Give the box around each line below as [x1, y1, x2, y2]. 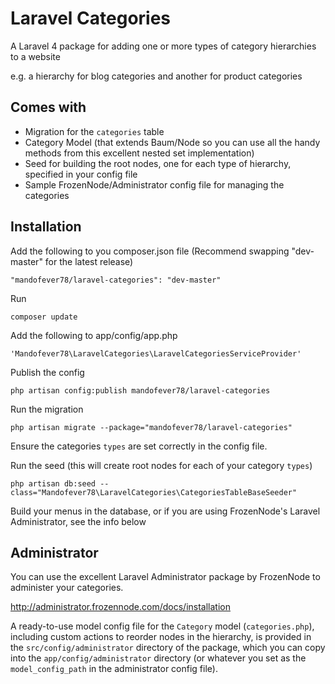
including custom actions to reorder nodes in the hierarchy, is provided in [10, 631, 312, 643]
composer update [10, 312, 78, 322]
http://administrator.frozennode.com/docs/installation [10, 601, 231, 613]
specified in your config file [24, 168, 138, 180]
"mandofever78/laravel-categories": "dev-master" [10, 275, 222, 285]
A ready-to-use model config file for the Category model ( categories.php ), [10, 620, 315, 632]
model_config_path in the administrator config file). [10, 663, 218, 675]
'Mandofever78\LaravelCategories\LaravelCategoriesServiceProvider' [10, 348, 302, 359]
